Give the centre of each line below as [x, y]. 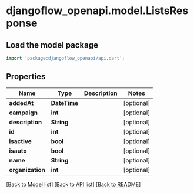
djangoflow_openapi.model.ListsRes [97, 11]
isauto [18, 151]
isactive [21, 141]
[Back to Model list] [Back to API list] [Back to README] [73, 184]
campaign [24, 113]
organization [27, 170]
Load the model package [52, 45]
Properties [26, 77]
